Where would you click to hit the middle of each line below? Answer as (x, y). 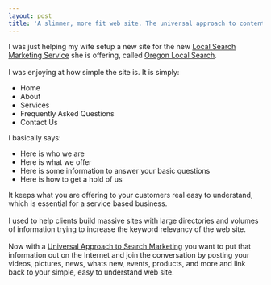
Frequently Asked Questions (67, 113)
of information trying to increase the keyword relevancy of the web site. (127, 229)
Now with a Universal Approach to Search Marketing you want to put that (130, 246)
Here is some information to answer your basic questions (115, 170)
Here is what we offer (56, 161)
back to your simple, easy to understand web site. (92, 272)
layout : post (30, 16)
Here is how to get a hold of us (71, 179)
